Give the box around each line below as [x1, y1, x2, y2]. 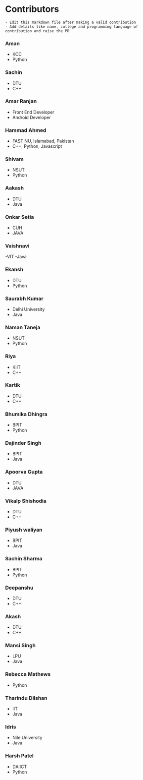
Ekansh [5, 266, 24, 273]
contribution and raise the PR [5, 28, 70, 33]
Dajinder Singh [5, 440, 42, 447]
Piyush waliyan [5, 526, 43, 533]
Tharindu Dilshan [5, 694, 48, 701]
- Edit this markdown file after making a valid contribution [5, 20, 136, 25]
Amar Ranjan [5, 98, 37, 105]
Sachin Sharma [5, 555, 43, 562]
